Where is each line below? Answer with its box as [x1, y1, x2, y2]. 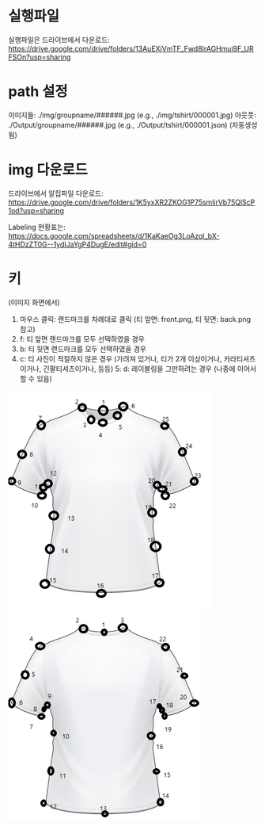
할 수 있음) [19, 373, 53, 383]
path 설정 [8, 82, 69, 101]
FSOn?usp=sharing [8, 52, 71, 62]
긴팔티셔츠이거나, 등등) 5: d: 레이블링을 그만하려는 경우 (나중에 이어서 [43, 364, 257, 373]
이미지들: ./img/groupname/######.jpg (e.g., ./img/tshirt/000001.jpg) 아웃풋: [8, 110, 256, 120]
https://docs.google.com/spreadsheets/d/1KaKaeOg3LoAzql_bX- [8, 231, 220, 240]
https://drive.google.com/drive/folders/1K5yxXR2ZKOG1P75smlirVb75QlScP [8, 197, 256, 207]
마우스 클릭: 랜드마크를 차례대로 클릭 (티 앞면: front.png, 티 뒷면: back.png [19, 314, 252, 323]
